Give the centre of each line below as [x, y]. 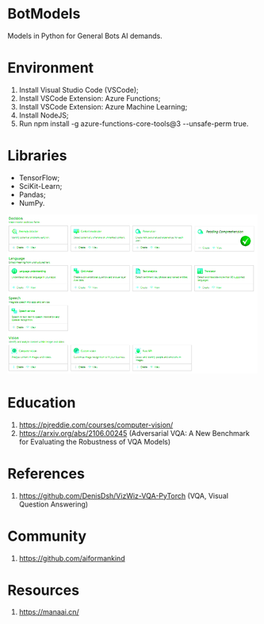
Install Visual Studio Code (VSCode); [79, 90]
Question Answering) [54, 504]
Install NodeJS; [44, 115]
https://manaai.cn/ [49, 612]
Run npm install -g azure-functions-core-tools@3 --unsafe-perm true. [134, 123]
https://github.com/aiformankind [72, 558]
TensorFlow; [39, 177]
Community [47, 536]
